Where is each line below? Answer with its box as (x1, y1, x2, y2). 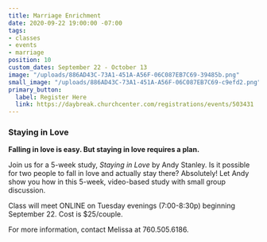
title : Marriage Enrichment (8, 11, 102, 20)
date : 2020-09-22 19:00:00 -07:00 (8, 19, 123, 27)
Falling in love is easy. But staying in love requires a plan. (8, 145, 200, 154)
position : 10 (8, 57, 52, 64)
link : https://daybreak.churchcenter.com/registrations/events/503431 (15, 100, 254, 108)
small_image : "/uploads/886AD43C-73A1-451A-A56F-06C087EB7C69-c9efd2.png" (8, 78, 261, 86)
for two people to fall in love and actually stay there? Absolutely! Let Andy (8, 169, 250, 178)
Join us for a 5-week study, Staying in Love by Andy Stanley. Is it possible (8, 160, 250, 170)
